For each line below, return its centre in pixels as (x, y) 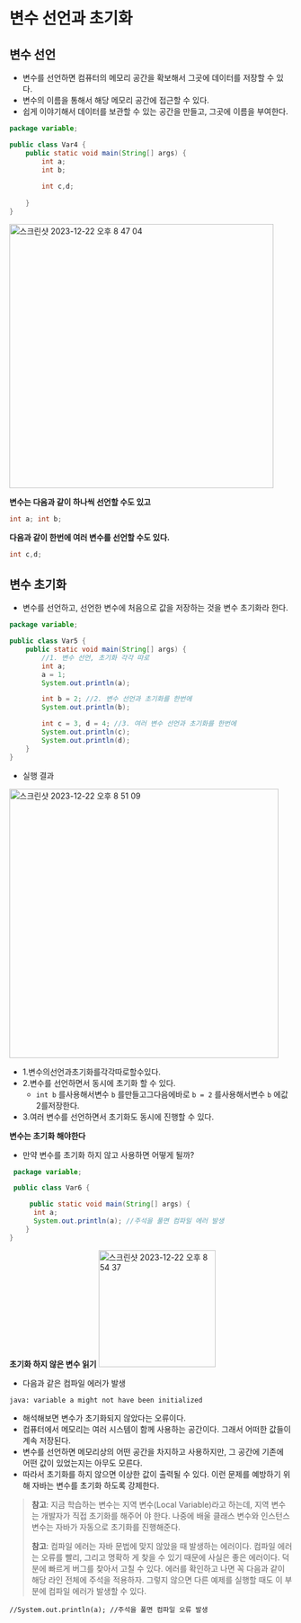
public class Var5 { (48, 641)
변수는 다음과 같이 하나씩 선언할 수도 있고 (80, 502)
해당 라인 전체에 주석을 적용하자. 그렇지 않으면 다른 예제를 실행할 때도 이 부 (162, 1580)
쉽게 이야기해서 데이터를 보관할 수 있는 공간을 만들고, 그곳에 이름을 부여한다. (155, 111)
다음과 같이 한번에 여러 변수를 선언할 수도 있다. (90, 537)
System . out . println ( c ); (86, 732)
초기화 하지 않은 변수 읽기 (53, 1364)
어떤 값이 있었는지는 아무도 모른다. (82, 1463)
